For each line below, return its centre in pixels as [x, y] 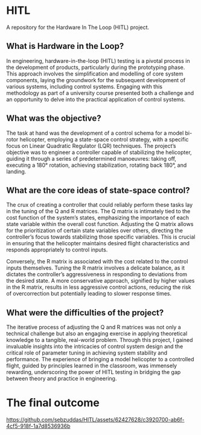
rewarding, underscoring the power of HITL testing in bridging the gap [94, 372]
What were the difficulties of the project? [85, 313]
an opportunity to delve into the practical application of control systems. [96, 99]
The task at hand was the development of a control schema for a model [95, 133]
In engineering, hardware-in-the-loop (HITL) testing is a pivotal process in [98, 60]
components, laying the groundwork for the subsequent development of [96, 80]
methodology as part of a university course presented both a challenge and [100, 93]
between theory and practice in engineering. [62, 379]
